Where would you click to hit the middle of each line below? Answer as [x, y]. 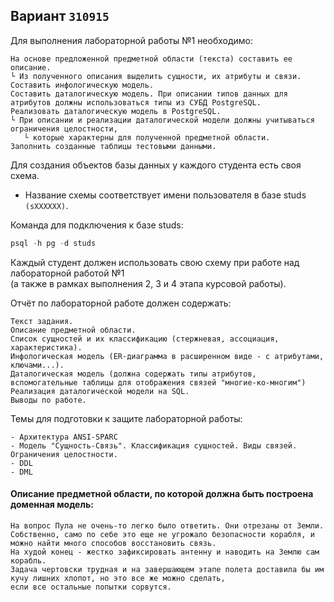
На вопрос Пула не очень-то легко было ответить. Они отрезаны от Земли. [167, 525]
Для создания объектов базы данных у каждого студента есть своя [156, 165]
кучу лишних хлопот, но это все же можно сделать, [118, 578]
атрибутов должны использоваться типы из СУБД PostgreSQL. [136, 102]
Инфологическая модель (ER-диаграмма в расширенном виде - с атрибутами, [167, 356]
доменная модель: [52, 505]
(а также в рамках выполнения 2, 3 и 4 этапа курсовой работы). [148, 283]
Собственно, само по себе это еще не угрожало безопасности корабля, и [162, 534]
